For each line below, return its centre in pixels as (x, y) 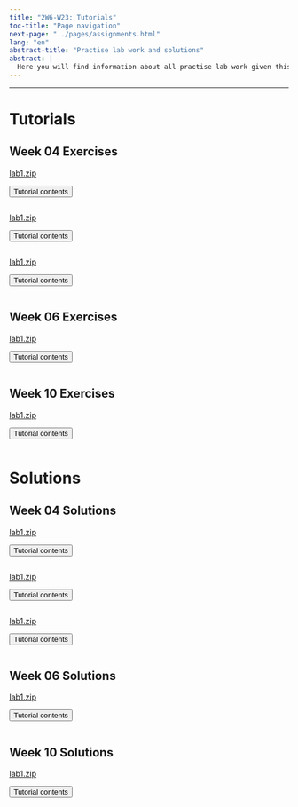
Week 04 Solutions (63, 511)
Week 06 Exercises (63, 317)
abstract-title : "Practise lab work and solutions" (106, 51)
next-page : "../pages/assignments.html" (85, 34)
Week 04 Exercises (63, 152)
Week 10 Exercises (62, 394)
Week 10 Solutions (61, 752)
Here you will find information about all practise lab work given (145, 67)
